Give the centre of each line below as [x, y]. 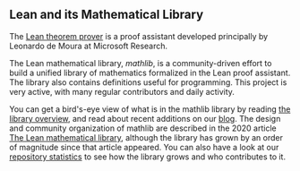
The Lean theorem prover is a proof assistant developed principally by [139, 36]
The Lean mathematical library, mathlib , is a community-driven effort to [141, 63]
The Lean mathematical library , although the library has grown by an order [146, 137]
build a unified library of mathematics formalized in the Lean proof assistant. [150, 73]
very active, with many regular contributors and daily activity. [122, 91]
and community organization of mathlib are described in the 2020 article [143, 128]
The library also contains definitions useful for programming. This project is [148, 82]
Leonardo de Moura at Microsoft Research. [89, 46]
